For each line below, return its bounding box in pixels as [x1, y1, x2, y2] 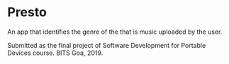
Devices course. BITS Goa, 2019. [7, 49, 104, 57]
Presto [7, 4, 48, 20]
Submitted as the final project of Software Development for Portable [7, 41, 206, 49]
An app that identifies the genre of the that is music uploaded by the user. [7, 27, 223, 36]
